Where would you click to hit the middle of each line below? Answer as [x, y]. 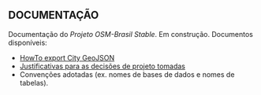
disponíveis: [28, 42]
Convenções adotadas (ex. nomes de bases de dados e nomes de [127, 74]
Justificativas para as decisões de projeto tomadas [102, 66]
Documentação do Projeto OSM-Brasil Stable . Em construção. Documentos [131, 34]
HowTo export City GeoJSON [67, 57]
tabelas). [34, 82]
